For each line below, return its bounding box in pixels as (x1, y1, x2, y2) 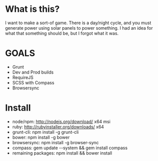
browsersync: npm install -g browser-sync (12, 139, 99, 145)
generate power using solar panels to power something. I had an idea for (5, 25, 153, 31)
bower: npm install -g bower (12, 134, 70, 140)
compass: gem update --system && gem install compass (12, 145, 128, 151)
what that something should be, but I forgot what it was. (5, 30, 119, 36)
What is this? (5, 3, 60, 15)
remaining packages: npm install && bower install (12, 150, 113, 156)
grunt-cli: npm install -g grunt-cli (12, 129, 79, 135)
